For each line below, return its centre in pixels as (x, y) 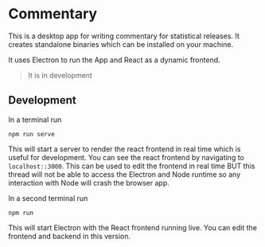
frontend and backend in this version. (70, 236)
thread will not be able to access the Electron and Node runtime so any (125, 174)
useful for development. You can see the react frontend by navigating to (126, 157)
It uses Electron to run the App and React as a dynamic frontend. (114, 60)
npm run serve (32, 134)
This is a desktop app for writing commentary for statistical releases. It (124, 36)
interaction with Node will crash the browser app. (89, 182)
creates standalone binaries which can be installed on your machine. (121, 44)
